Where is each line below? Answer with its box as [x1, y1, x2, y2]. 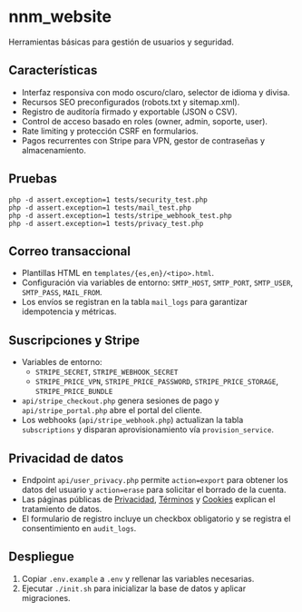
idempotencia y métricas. [21, 306, 117, 317]
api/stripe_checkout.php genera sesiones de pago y [21, 395, 219, 406]
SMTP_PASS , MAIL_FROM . [21, 287, 102, 298]
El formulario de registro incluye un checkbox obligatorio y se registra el [21, 513, 291, 524]
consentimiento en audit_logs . [21, 523, 137, 533]
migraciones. [21, 592, 71, 603]
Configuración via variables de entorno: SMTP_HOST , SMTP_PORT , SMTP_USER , [21, 277, 294, 288]
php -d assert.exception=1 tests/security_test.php [8, 195, 208, 204]
